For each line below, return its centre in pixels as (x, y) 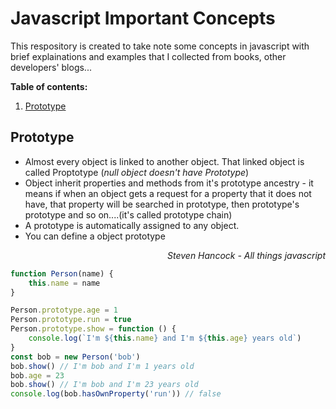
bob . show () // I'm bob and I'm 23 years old (104, 385)
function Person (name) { (62, 273)
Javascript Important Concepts (143, 18)
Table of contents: (49, 86)
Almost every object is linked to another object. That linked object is (164, 161)
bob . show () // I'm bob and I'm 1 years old (102, 366)
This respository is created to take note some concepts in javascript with (160, 46)
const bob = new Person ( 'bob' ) (75, 357)
